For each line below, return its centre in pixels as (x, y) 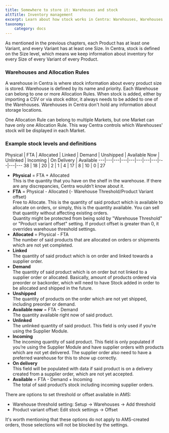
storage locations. (24, 110)
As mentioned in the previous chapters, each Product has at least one (77, 43)
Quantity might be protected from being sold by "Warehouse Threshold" (87, 218)
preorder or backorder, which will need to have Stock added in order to (86, 282)
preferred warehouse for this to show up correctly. (65, 358)
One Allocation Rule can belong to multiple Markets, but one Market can (80, 120)
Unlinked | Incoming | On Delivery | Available (51, 160)
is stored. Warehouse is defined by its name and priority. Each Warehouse (82, 88)
